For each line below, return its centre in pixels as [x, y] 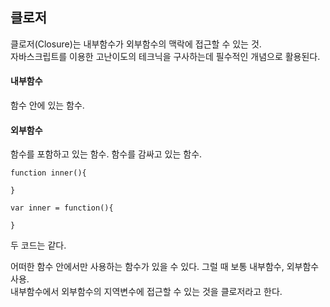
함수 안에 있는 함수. [47, 105]
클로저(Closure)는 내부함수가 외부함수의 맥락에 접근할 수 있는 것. [136, 44]
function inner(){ [48, 173]
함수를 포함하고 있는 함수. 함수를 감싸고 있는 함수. [106, 154]
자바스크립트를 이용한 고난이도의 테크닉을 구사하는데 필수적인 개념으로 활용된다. [165, 56]
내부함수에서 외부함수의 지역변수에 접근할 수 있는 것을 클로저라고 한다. [146, 292]
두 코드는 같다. [38, 245]
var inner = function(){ [62, 208]
